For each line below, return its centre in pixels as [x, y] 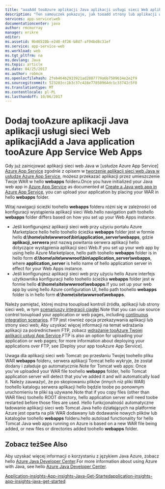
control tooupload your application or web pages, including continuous [77, 315]
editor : [13, 37]
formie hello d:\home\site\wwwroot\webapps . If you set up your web [82, 284]
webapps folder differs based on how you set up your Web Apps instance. [81, 217]
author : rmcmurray [24, 28]
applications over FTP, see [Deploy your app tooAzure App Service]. [74, 346]
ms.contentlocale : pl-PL [30, 92]
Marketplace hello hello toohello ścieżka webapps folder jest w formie [83, 232]
